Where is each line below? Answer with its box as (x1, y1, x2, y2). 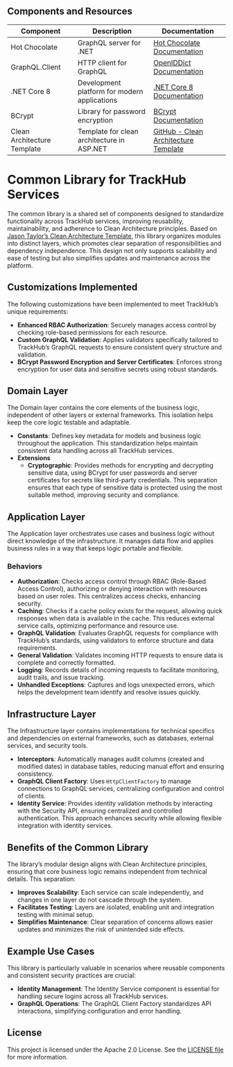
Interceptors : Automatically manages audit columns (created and (17, 755, 205, 763)
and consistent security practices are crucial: (7, 971, 137, 979)
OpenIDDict (153, 58, 191, 67)
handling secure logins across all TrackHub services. (17, 992, 169, 1000)
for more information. (7, 1052, 68, 1061)
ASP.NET (77, 144, 107, 154)
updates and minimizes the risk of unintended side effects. (17, 925, 185, 934)
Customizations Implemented (7, 282, 138, 293)
